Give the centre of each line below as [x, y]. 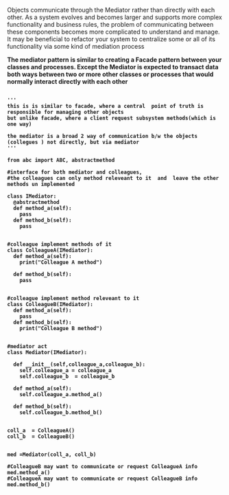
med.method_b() [29, 485]
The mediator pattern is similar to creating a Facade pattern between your [114, 60]
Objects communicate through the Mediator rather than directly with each [111, 10]
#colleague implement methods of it [59, 244]
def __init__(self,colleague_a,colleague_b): [80, 365]
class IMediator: [32, 196]
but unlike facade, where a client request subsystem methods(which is [111, 118]
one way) [20, 124]
